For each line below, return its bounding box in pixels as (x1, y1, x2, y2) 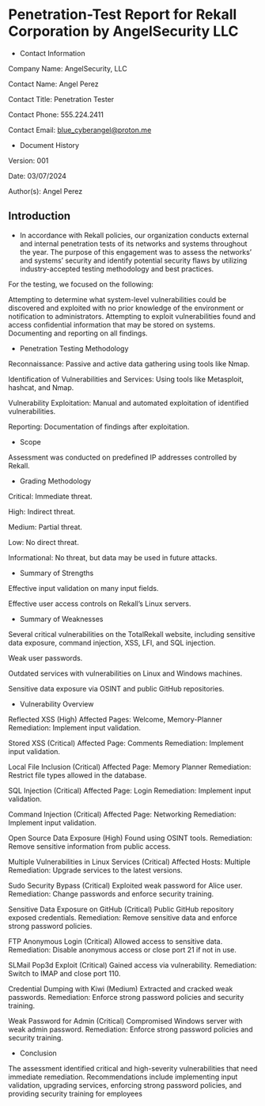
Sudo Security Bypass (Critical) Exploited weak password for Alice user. (8, 881, 243, 890)
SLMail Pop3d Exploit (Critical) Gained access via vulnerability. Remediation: (8, 960, 257, 970)
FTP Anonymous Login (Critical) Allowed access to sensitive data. (8, 936, 223, 946)
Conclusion (19, 1048, 57, 1058)
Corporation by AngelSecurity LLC (8, 22, 239, 40)
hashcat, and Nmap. (8, 382, 74, 392)
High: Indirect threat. (8, 506, 76, 516)
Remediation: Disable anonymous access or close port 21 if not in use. (8, 945, 237, 954)
